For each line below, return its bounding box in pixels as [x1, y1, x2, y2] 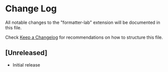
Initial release [12, 62, 40, 68]
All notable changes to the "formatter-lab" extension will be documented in [5, 19, 160, 25]
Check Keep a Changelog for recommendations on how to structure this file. [5, 34, 163, 40]
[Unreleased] [5, 49, 48, 57]
